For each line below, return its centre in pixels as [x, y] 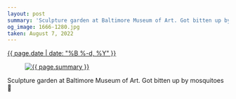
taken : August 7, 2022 [40, 33]
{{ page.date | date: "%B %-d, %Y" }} [62, 53]
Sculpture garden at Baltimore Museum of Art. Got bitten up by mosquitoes [116, 81]
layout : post [26, 14]
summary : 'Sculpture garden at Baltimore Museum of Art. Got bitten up [114, 20]
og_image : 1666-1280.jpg [44, 27]
